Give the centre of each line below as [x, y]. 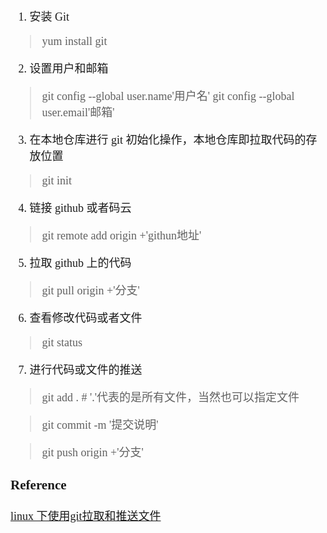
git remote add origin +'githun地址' [121, 235]
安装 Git [49, 17]
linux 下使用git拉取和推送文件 [86, 516]
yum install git [74, 41]
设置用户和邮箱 [69, 68]
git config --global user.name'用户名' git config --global [168, 96]
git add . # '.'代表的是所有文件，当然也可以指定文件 [170, 397]
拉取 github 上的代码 [80, 263]
